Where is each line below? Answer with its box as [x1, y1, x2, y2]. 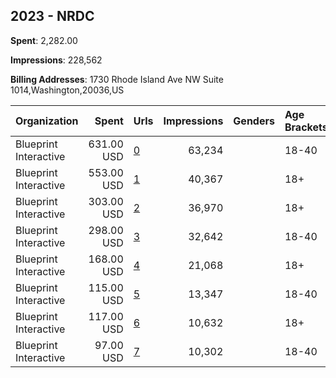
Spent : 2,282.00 [10, 34, 78, 46]
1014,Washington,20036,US [10, 84, 125, 96]
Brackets [284, 120, 328, 134]
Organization [15, 114, 79, 128]
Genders [233, 114, 275, 128]
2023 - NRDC [10, 8, 95, 25]
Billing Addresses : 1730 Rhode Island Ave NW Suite [10, 73, 224, 85]
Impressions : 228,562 [10, 54, 103, 66]
